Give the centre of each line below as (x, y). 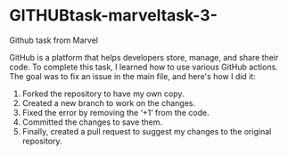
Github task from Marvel (53, 40)
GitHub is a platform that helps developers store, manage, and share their (144, 57)
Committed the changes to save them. (92, 122)
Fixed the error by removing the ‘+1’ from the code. (115, 112)
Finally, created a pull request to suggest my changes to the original (147, 131)
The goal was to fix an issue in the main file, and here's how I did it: (132, 76)
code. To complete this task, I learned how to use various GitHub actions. (144, 67)
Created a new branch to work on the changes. (109, 102)
